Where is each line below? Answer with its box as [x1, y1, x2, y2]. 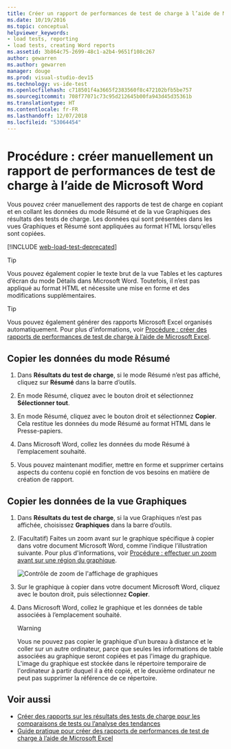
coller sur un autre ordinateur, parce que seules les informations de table [16, 644, 223, 653]
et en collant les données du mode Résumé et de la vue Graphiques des [7, 208, 211, 216]
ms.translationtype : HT [7, 100, 76, 107]
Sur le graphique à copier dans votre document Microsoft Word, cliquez [16, 583, 221, 591]
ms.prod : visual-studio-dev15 [7, 74, 94, 81]
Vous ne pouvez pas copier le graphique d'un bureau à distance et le [16, 638, 213, 646]
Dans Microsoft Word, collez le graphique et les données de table [16, 603, 203, 612]
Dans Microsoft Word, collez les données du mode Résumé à [16, 440, 190, 448]
